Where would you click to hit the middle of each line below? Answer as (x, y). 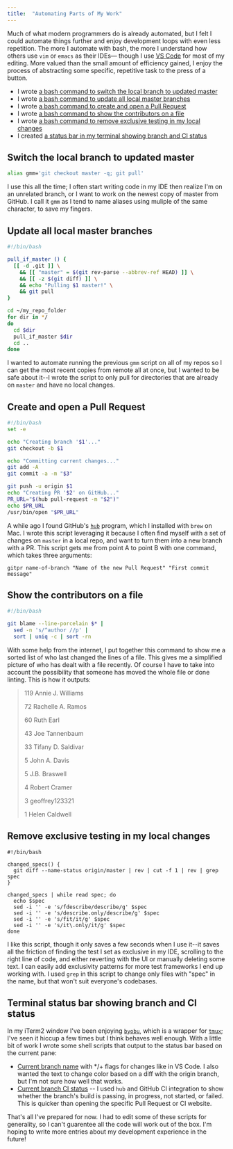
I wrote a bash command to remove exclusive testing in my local (109, 121)
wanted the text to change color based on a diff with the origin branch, (118, 1074)
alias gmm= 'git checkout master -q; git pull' (76, 174)
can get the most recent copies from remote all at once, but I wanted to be (113, 370)
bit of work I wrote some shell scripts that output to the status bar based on (115, 1045)
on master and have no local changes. (61, 385)
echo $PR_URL (26, 506)
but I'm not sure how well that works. (70, 1081)
